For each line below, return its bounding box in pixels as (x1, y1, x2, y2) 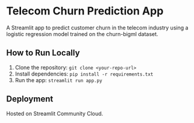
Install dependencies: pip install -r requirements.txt (14, 70, 154, 77)
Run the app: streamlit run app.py (14, 76, 102, 83)
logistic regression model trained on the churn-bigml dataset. (6, 30, 158, 37)
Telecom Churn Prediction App (6, 4, 164, 18)
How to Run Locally (6, 48, 80, 58)
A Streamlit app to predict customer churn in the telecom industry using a (6, 24, 189, 31)
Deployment (6, 94, 54, 104)
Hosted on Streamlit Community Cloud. (6, 110, 104, 117)
